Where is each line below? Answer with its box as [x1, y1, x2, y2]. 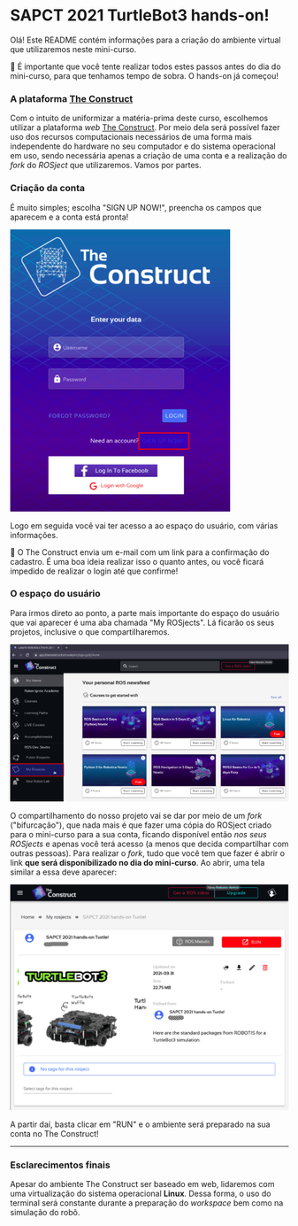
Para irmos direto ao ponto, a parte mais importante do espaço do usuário [10, 607, 279, 618]
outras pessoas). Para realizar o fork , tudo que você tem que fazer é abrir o [10, 848, 286, 859]
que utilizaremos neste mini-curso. [10, 43, 137, 54]
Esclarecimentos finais [10, 1159, 111, 1171]
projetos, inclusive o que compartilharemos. [10, 626, 171, 637]
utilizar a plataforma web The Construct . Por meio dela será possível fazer [10, 122, 281, 133]
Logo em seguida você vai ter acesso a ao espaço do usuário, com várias [10, 520, 279, 531]
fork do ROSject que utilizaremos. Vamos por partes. [10, 160, 202, 171]
